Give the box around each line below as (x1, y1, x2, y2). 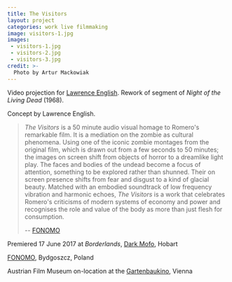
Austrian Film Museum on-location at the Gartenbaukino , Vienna (7, 267, 193, 275)
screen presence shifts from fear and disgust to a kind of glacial (24, 175, 210, 183)
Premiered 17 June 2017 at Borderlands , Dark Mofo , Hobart (7, 239, 178, 248)
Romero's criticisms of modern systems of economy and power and (24, 197, 221, 206)
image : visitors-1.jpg (7, 29, 74, 37)
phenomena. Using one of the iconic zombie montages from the (24, 137, 210, 146)
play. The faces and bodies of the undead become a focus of (24, 160, 201, 168)
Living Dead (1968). (7, 95, 64, 104)
